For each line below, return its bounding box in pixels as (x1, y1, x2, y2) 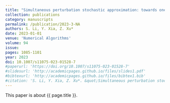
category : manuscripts (5, 17, 53, 22)
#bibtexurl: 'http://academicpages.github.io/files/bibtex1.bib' (5, 74, 146, 79)
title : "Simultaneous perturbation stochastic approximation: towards (5, 7, 157, 13)
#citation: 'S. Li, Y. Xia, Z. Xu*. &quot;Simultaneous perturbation (5, 78, 155, 83)
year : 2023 (5, 54, 28, 60)
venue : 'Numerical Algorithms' (5, 36, 71, 41)
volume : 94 (5, 41, 28, 46)
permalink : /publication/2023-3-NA (5, 21, 80, 27)
